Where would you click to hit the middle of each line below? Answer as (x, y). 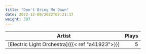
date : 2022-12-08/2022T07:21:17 (39, 14)
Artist (64, 36)
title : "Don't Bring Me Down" (37, 10)
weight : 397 (18, 19)
